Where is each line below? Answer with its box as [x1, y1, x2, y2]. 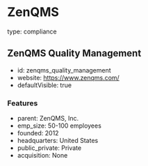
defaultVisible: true [17, 81, 72, 89]
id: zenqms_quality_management [17, 66, 111, 74]
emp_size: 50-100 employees [17, 121, 102, 130]
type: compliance [7, 27, 57, 36]
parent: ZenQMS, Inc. [17, 114, 79, 123]
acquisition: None [17, 151, 68, 160]
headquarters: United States [17, 137, 99, 145]
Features [7, 98, 38, 108]
